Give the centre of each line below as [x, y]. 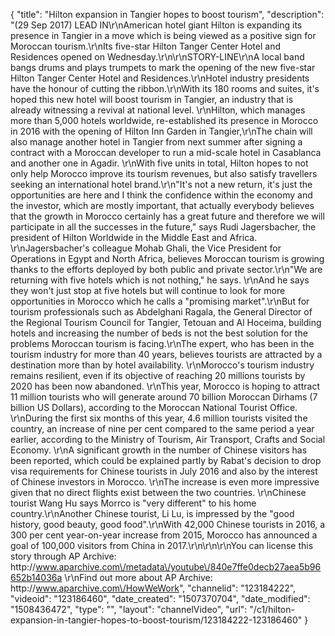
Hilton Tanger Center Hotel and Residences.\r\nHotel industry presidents [160, 78]
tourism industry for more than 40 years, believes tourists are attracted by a [166, 354]
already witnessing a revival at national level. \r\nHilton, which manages [158, 110]
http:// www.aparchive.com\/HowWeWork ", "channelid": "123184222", [153, 588]
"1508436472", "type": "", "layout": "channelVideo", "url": [129, 609]
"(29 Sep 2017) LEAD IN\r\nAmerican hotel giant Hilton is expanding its [156, 25]
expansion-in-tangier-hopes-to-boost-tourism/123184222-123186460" [156, 620]
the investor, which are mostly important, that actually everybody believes [162, 205]
